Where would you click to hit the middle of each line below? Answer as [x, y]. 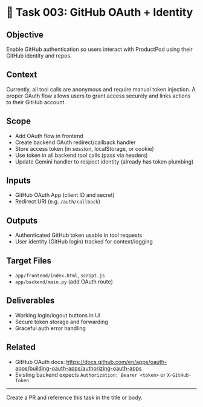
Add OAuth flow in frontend [49, 136]
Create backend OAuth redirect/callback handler [75, 142]
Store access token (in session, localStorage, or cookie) [84, 148]
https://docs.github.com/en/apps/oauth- [117, 362]
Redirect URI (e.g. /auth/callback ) [58, 202]
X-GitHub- [179, 375]
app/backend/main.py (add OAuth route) [64, 282]
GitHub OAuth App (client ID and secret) [65, 195]
